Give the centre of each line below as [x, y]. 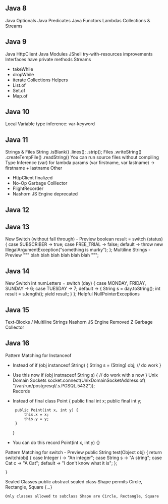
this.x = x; [37, 414]
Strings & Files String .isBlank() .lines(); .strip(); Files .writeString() [74, 152]
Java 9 [16, 42]
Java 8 [16, 8]
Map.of [20, 96]
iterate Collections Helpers [40, 80]
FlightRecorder [28, 188]
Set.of [19, 90]
